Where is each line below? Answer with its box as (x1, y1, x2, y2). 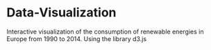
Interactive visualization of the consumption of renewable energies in (6, 27, 204, 36)
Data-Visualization (6, 5, 117, 21)
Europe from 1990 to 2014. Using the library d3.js (6, 34, 147, 42)
